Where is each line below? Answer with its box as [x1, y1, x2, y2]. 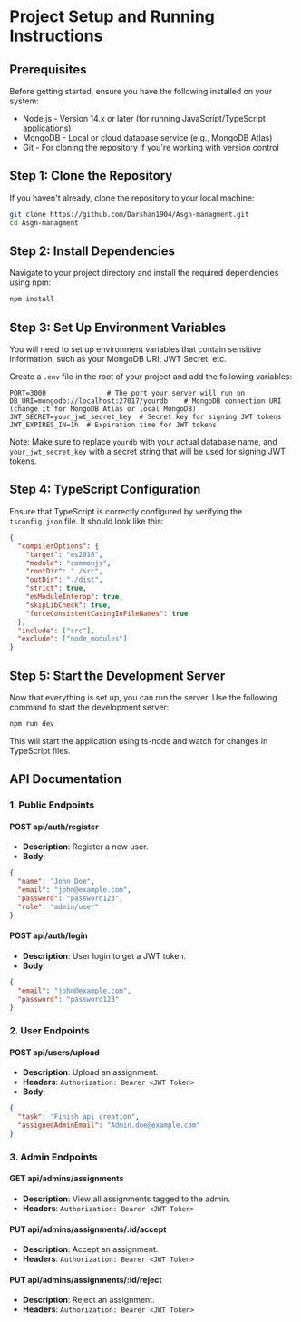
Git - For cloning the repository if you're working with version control [22, 142, 279, 152]
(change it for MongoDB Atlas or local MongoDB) [9, 405, 197, 414]
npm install [9, 295, 54, 304]
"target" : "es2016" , [25, 550, 103, 559]
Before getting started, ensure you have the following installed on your [9, 86, 273, 96]
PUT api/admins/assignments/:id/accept [9, 1223, 167, 1235]
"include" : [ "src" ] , [17, 626, 95, 635]
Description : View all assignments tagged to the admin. [22, 1193, 231, 1204]
